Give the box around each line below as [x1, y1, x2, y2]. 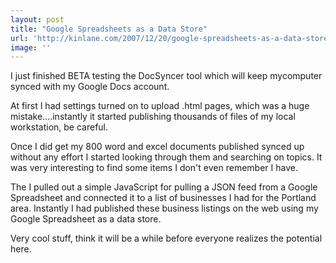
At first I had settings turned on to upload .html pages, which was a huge [10, 100, 310, 112]
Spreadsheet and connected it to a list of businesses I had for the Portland [10, 192, 317, 204]
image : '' [10, 42, 52, 53]
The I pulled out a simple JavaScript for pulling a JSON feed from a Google [10, 181, 318, 193]
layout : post [10, 14, 65, 25]
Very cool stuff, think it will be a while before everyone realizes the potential [10, 232, 323, 245]
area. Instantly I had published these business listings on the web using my [10, 202, 319, 215]
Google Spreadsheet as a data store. [10, 213, 162, 225]
